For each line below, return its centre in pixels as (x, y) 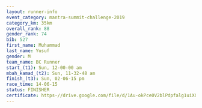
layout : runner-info (32, 12)
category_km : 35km (29, 23)
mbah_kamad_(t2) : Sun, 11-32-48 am (51, 73)
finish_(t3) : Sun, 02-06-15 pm (45, 79)
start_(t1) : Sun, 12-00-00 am (44, 67)
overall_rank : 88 (28, 28)
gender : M (19, 56)
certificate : (23, 95)
